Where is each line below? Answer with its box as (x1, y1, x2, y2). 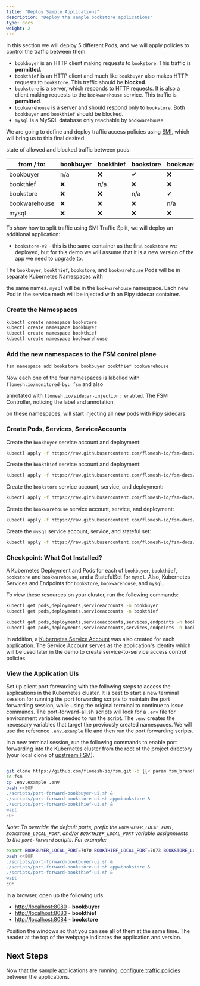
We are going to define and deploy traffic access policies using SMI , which (6, 128, 189, 135)
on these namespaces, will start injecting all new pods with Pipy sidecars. (6, 410, 187, 418)
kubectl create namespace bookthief (6, 330, 97, 336)
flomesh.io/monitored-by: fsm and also (6, 381, 104, 388)
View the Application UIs (6, 669, 79, 678)
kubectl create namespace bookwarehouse (6, 336, 108, 342)
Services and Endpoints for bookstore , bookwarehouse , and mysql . (6, 580, 165, 587)
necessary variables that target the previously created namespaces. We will (6, 721, 192, 728)
